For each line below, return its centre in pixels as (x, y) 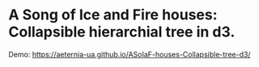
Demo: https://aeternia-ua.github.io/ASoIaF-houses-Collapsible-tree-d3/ (129, 54)
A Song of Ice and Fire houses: (113, 15)
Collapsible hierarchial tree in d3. (122, 32)
